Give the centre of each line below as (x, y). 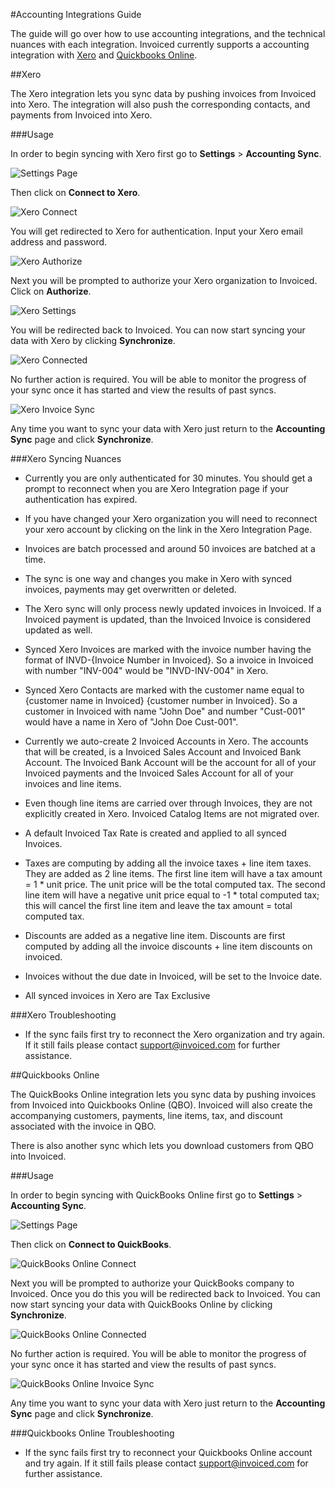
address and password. (59, 242)
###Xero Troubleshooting (63, 1015)
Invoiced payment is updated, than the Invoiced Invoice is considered (168, 619)
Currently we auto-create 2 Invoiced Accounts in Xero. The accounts (166, 741)
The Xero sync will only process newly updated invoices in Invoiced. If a (173, 608)
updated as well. (58, 630)
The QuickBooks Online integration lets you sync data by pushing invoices (163, 1094)
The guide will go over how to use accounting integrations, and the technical (168, 33)
